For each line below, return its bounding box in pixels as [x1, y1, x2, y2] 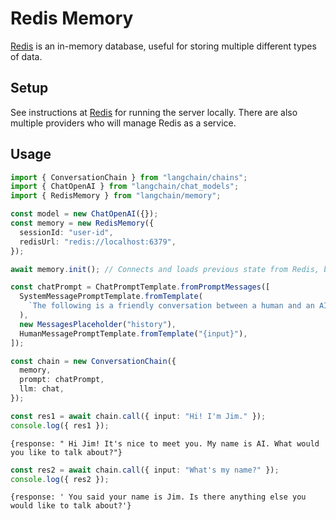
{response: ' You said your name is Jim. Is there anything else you [10, 492, 307, 502]
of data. [10, 50, 43, 62]
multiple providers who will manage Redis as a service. [10, 117, 237, 129]
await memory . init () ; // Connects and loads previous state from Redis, [10, 264, 320, 274]
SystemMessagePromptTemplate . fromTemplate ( [19, 292, 203, 302]
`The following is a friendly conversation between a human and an [28, 301, 315, 311]
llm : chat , [19, 384, 65, 394]
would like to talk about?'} [10, 501, 132, 511]
